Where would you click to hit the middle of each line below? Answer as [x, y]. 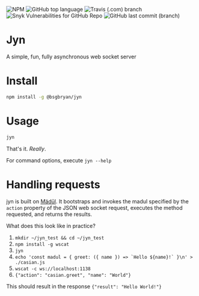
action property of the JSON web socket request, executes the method [95, 208]
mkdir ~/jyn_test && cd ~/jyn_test [60, 238]
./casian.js [30, 262]
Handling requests [53, 184]
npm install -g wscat [42, 244]
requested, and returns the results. [49, 214]
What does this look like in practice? [51, 226]
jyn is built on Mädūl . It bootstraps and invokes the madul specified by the [98, 201]
